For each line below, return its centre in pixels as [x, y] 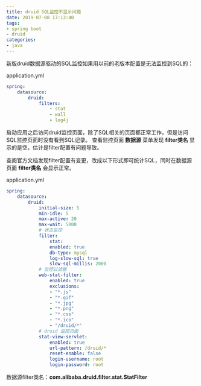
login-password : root [76, 365]
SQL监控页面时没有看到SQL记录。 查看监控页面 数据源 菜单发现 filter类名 [97, 140]
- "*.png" [62, 309]
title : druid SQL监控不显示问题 [44, 12]
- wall [58, 115]
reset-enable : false [75, 353]
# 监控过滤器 [53, 270]
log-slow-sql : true [74, 258]
